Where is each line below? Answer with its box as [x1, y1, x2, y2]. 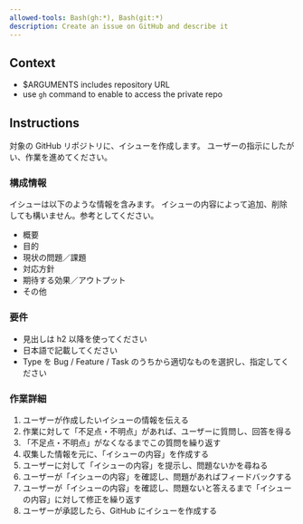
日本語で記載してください [22, 344, 118, 355]
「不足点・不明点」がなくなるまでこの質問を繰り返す [22, 437, 222, 449]
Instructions [9, 115, 80, 131]
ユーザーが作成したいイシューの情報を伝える [22, 414, 190, 426]
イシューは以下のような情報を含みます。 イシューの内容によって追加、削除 [9, 199, 288, 209]
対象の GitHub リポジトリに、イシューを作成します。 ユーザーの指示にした [9, 141, 287, 151]
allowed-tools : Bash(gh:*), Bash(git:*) [9, 13, 165, 23]
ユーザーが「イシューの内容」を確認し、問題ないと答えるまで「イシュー [22, 482, 292, 494]
